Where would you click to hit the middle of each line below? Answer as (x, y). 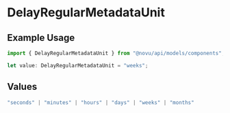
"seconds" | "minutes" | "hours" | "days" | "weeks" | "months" (101, 102)
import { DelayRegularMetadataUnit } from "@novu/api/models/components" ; (116, 53)
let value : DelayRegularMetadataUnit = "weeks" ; (78, 65)
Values (22, 87)
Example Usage (41, 38)
